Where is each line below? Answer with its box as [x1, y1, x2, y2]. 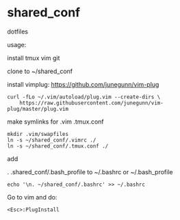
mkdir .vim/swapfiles [7, 130, 69, 137]
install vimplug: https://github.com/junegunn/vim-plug [7, 80, 159, 88]
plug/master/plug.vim [7, 105, 69, 112]
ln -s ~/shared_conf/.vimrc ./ [7, 137, 97, 143]
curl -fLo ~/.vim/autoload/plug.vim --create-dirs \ [7, 94, 161, 100]
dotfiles [7, 27, 29, 36]
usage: [7, 40, 27, 49]
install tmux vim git [7, 53, 60, 62]
